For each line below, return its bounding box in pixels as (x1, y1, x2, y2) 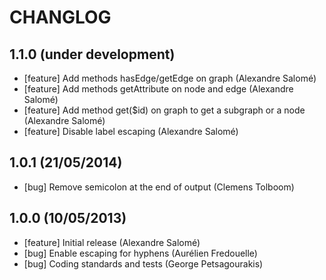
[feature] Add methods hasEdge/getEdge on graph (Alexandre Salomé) (23, 72, 317, 84)
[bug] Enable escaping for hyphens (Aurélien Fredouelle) (23, 247, 258, 259)
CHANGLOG (9, 6, 112, 29)
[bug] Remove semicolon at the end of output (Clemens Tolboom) (23, 181, 295, 193)
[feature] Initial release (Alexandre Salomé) (23, 236, 201, 248)
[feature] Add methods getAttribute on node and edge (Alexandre (23, 83, 294, 95)
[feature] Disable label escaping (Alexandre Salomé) (23, 126, 239, 137)
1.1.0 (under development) (9, 46, 176, 63)
